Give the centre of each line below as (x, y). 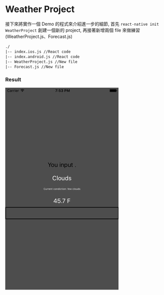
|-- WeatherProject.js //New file (42, 62)
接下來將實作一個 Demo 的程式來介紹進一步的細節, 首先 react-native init (82, 24)
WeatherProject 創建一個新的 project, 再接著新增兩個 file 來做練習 (73, 30)
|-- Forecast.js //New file (35, 67)
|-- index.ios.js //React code (38, 51)
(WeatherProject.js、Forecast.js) (39, 36)
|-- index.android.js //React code (43, 56)
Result (13, 79)
